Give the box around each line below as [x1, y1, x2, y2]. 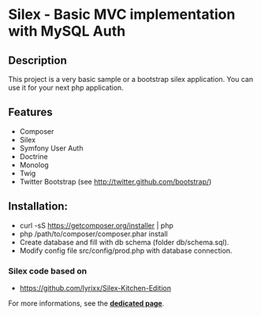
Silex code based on [8, 266, 88, 277]
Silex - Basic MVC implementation [8, 6, 236, 24]
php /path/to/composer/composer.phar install [19, 229, 168, 238]
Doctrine [19, 151, 49, 161]
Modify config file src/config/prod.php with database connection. [19, 246, 233, 255]
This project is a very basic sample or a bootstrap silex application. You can [8, 75, 254, 84]
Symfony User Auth [19, 143, 84, 153]
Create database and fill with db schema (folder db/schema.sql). [19, 237, 229, 247]
